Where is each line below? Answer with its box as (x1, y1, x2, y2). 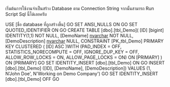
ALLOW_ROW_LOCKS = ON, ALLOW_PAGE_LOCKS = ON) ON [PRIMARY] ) (5, 54, 162, 60)
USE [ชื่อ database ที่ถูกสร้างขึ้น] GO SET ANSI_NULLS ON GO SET (5, 21, 138, 27)
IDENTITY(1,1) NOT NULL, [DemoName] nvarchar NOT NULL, (5, 33, 134, 38)
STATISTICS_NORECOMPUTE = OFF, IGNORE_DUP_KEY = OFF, (5, 49, 139, 55)
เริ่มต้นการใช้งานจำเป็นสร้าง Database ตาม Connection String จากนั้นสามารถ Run (5, 6, 155, 11)
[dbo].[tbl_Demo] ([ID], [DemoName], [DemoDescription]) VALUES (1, (5, 65, 152, 71)
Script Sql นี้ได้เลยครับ (5, 11, 47, 17)
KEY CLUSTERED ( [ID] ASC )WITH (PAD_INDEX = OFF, (5, 43, 122, 49)
